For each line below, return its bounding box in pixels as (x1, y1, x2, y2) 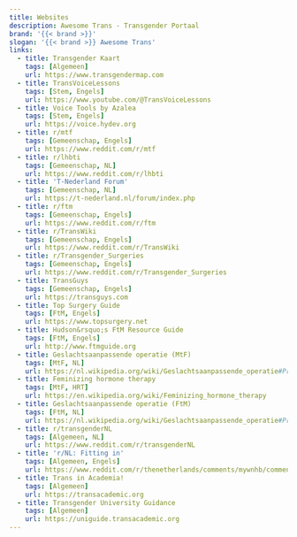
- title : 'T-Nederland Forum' (17, 178, 128, 187)
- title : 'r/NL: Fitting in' (17, 449, 125, 458)
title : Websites (9, 12, 69, 22)
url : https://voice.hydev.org (25, 120, 137, 129)
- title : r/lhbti (17, 152, 81, 162)
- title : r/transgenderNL (17, 424, 113, 433)
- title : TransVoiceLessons (17, 79, 121, 88)
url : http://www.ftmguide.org (25, 341, 137, 350)
